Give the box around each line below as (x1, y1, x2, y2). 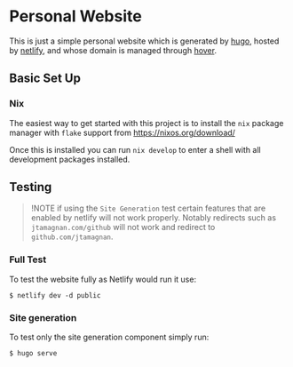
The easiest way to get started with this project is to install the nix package (9, 117, 284, 128)
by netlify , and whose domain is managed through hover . (9, 44, 218, 55)
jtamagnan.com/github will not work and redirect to (30, 222, 216, 233)
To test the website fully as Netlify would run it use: (9, 274, 197, 284)
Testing (9, 180, 52, 195)
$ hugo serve (9, 349, 58, 358)
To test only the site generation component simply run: (9, 331, 210, 343)
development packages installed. (9, 154, 131, 164)
